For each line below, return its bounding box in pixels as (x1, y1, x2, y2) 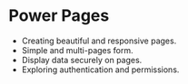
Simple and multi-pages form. (21, 44, 134, 55)
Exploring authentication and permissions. (21, 64, 180, 75)
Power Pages (8, 5, 110, 26)
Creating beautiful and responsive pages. (21, 35, 177, 46)
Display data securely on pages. (21, 54, 143, 65)
